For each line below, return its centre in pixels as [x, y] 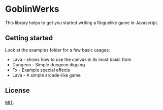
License [17, 91]
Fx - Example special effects [41, 70]
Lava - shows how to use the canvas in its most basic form [72, 59]
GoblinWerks [32, 9]
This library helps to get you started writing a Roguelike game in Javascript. [82, 23]
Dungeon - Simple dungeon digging [49, 64]
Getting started [29, 38]
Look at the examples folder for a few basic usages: [58, 50]
